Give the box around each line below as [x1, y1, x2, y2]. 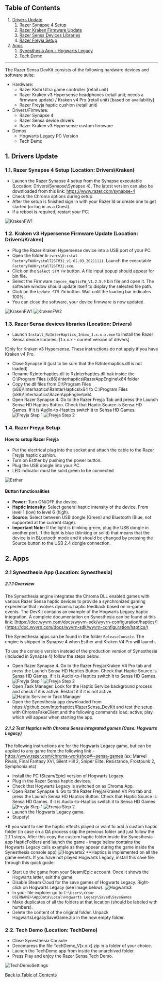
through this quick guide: [5, 859, 55, 865]
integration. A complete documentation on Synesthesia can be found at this [5, 614, 156, 619]
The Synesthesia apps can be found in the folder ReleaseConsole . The [5, 633, 144, 639]
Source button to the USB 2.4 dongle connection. [12, 540, 111, 546]
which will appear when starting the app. [12, 714, 94, 720]
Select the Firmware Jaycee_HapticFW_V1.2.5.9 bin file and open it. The [12, 278, 154, 284]
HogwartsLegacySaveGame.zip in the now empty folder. [12, 915, 125, 920]
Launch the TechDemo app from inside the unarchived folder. [12, 948, 135, 953]
